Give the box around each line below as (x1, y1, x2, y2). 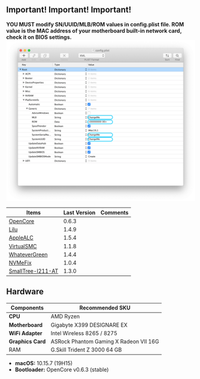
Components (11, 304, 44, 311)
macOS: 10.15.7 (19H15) (14, 359, 73, 366)
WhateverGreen (8, 251, 48, 258)
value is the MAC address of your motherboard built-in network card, (6, 27, 182, 34)
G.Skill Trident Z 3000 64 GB (50, 346, 122, 353)
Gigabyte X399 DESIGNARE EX (50, 321, 128, 329)
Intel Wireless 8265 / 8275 (50, 329, 118, 336)
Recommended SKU (79, 304, 131, 311)
